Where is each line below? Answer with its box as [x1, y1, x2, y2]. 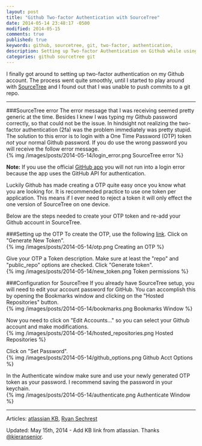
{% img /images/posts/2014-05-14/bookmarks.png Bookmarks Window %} [6, 305, 193, 312]
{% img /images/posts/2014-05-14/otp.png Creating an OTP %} [6, 243, 164, 250]
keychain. [6, 385, 30, 392]
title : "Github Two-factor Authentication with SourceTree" [6, 14, 161, 20]
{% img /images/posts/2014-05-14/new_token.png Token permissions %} [6, 268, 189, 275]
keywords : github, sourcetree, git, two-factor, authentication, [6, 43, 173, 49]
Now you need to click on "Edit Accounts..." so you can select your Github [6, 316, 190, 324]
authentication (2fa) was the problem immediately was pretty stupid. [22, 126, 192, 133]
